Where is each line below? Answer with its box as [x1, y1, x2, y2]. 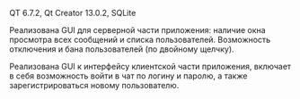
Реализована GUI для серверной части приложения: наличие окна [9, 25, 267, 35]
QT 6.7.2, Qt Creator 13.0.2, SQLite [9, 8, 137, 18]
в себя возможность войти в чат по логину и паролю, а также [9, 70, 248, 81]
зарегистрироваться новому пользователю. [9, 80, 180, 90]
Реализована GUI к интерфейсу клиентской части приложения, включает [9, 62, 292, 71]
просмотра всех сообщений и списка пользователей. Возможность [9, 35, 271, 45]
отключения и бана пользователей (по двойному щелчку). [9, 44, 235, 54]
